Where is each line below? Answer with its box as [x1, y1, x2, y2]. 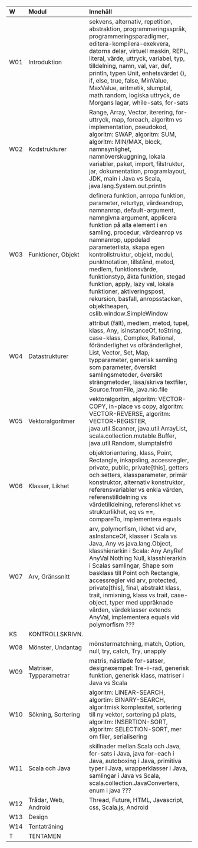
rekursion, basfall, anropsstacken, [89, 295, 183, 303]
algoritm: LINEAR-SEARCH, [89, 688, 166, 696]
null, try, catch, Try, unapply [89, 647, 166, 655]
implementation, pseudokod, [89, 123, 168, 131]
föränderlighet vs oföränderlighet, [89, 341, 183, 349]
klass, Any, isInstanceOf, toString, [89, 327, 183, 334]
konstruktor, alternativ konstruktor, [89, 478, 185, 486]
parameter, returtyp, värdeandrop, [89, 199, 184, 207]
